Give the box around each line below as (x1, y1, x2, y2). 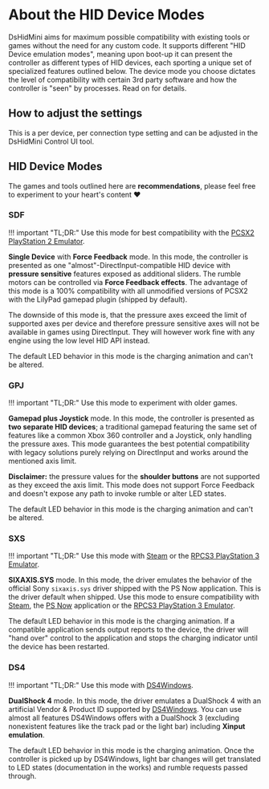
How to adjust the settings (8, 107, 143, 120)
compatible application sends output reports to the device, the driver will (8, 624, 249, 635)
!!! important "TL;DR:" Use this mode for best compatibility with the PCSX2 (8, 227, 255, 238)
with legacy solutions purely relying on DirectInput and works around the (8, 448, 249, 458)
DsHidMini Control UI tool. (8, 136, 95, 146)
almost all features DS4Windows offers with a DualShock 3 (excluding (8, 713, 239, 722)
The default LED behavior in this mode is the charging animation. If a (8, 616, 235, 626)
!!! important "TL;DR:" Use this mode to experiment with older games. (8, 398, 238, 408)
